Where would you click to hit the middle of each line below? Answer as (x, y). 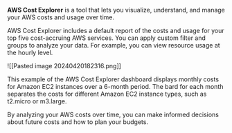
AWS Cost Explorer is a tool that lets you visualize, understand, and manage (116, 10)
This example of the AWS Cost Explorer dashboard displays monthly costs (113, 79)
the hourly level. (30, 52)
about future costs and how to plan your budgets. (78, 122)
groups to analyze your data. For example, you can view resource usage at (114, 45)
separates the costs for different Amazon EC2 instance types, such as (107, 94)
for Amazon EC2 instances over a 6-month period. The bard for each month (115, 86)
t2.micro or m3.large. (37, 101)
